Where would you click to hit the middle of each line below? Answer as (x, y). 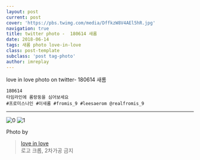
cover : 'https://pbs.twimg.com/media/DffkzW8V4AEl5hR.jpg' (81, 23)
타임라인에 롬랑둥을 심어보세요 (37, 97)
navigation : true (28, 28)
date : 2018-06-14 (28, 39)
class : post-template (33, 51)
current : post (24, 17)
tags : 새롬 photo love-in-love (44, 45)
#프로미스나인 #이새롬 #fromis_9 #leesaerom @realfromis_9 (75, 103)
